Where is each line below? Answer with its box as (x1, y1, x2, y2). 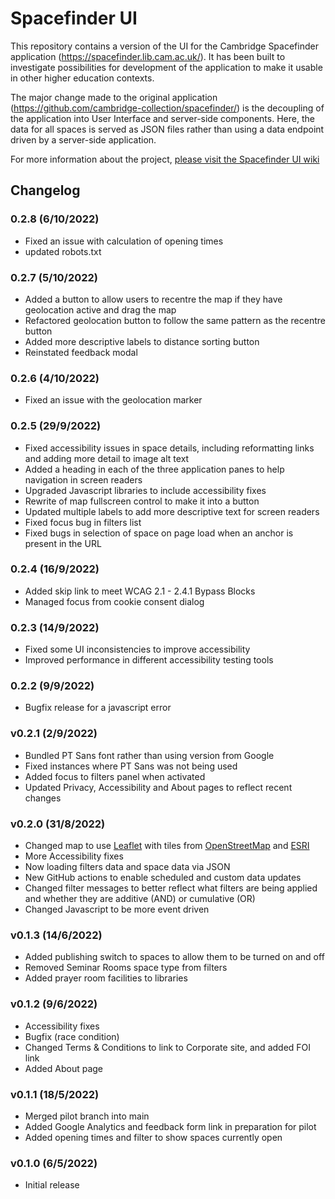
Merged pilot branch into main (24, 1110, 150, 1122)
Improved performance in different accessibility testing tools (24, 654, 274, 666)
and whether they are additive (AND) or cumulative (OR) (24, 893, 256, 904)
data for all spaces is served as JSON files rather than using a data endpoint (10, 123, 325, 135)
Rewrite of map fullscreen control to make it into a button (24, 495, 260, 507)
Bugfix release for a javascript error (24, 702, 172, 714)
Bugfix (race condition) (24, 1030, 120, 1042)
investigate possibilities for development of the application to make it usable (10, 61, 323, 73)
